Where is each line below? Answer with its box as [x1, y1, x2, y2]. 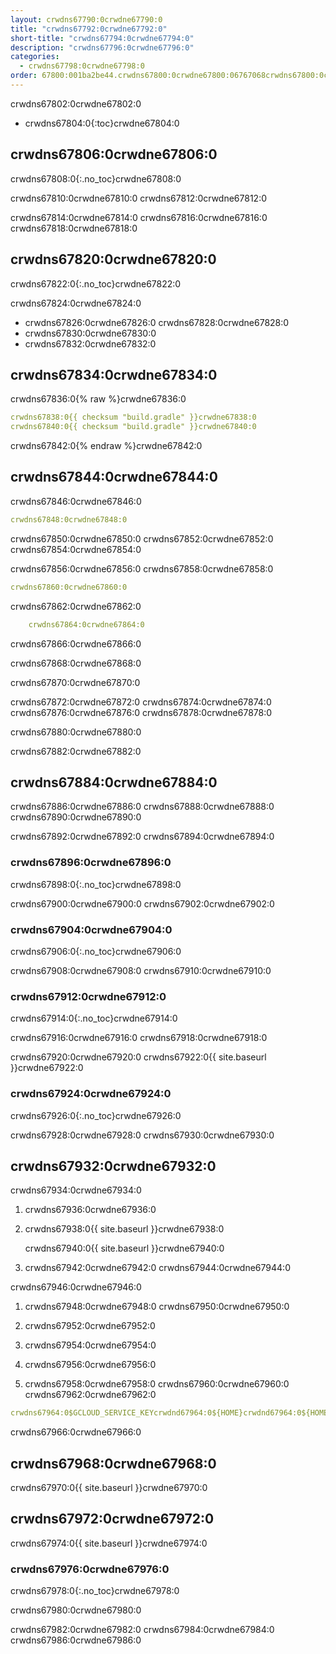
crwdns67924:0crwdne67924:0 [10, 1087, 172, 1101]
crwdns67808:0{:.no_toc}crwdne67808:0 [10, 172, 182, 185]
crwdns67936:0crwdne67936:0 [24, 1204, 157, 1216]
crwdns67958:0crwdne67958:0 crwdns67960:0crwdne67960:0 [24, 1378, 290, 1390]
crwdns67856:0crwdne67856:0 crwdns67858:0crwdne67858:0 [10, 562, 274, 575]
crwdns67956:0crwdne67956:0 [24, 1359, 157, 1371]
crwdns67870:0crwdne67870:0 [10, 676, 141, 688]
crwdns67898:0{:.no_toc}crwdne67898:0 [10, 878, 182, 890]
